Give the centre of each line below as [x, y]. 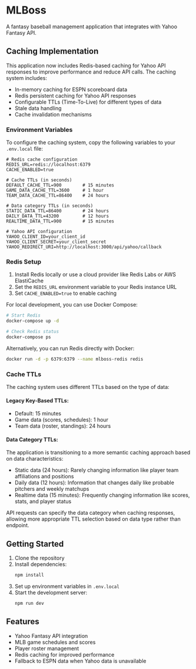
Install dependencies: [41, 564]
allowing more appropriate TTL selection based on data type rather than [93, 519]
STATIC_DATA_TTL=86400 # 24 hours [58, 211]
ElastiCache [29, 281]
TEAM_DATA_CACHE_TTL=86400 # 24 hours [58, 196]
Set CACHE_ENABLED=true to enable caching [65, 293]
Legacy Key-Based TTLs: [37, 400]
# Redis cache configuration [42, 159]
